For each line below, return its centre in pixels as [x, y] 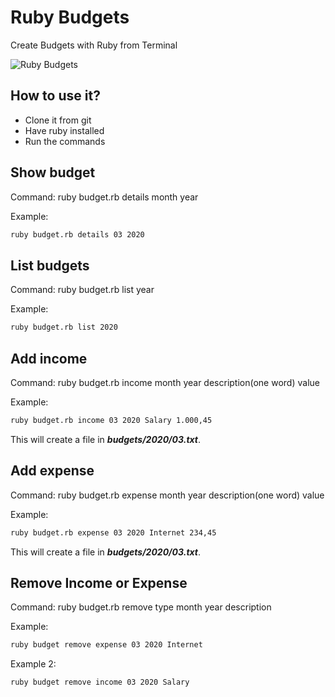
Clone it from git [58, 120]
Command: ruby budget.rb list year [82, 290]
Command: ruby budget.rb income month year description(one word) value [165, 382]
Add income [49, 358]
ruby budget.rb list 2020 [64, 327]
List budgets [50, 265]
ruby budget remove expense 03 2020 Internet [106, 645]
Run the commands [65, 141]
